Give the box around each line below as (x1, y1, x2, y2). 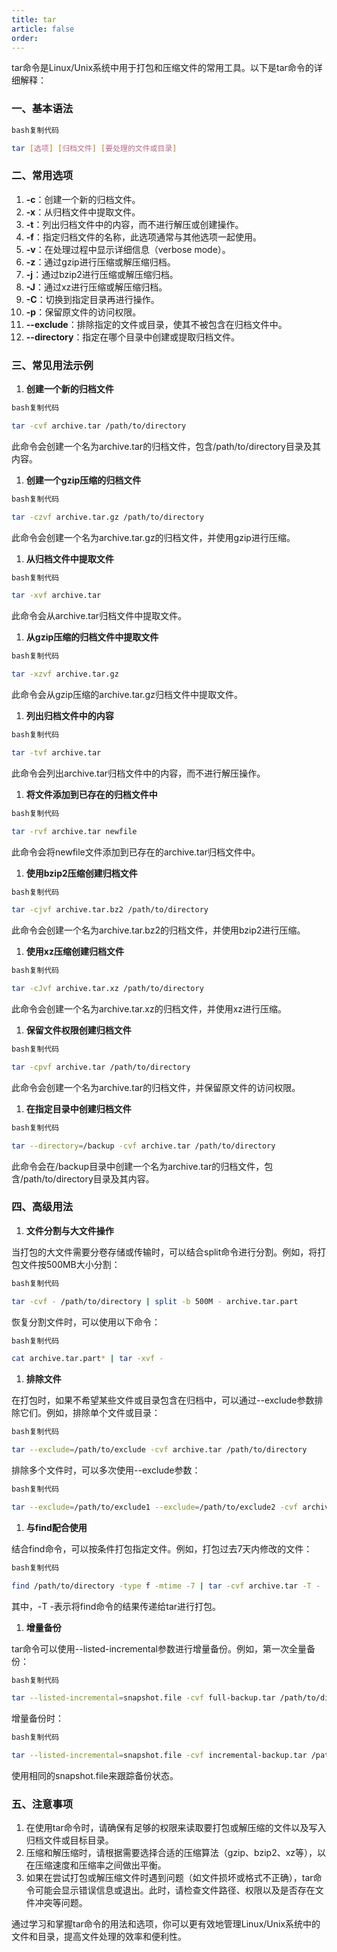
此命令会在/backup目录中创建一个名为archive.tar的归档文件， (11, 1160, 265, 1172)
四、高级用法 (11, 1200, 74, 1214)
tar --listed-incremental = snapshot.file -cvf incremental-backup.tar (11, 1751, 308, 1761)
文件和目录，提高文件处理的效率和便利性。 (11, 1931, 187, 1943)
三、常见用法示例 (11, 358, 94, 372)
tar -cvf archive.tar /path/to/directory (11, 421, 187, 431)
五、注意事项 (11, 1797, 74, 1811)
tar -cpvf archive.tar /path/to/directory (11, 1062, 191, 1072)
